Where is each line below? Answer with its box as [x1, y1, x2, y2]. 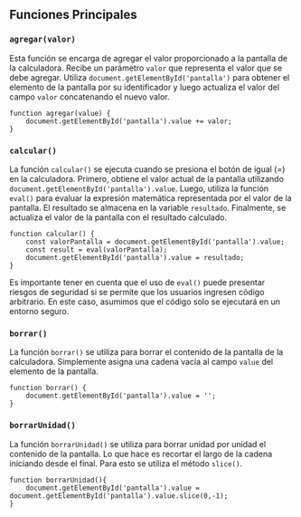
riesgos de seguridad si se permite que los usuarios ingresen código [9, 286, 265, 297]
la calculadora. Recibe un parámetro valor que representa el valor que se [9, 62, 283, 73]
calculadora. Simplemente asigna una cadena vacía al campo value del [9, 357, 274, 368]
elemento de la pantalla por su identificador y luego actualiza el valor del [9, 81, 280, 92]
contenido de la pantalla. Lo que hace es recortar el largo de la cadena [9, 448, 273, 459]
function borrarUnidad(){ [9, 475, 107, 484]
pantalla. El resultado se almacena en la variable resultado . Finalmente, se [9, 202, 287, 213]
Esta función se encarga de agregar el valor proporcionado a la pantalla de [9, 53, 287, 63]
